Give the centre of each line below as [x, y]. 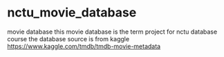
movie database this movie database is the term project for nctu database [112, 32]
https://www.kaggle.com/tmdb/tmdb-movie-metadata [84, 46]
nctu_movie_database [72, 13]
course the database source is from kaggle [68, 38]
